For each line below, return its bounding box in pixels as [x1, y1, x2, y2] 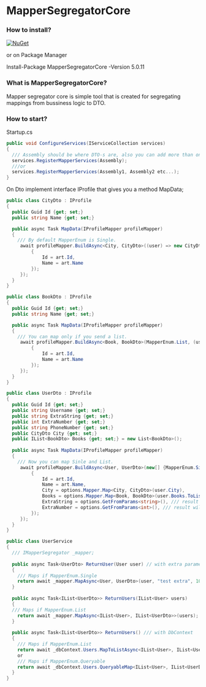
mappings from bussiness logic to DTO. [6, 99, 106, 106]
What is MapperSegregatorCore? [6, 79, 107, 87]
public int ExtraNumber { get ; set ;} [12, 419, 105, 425]
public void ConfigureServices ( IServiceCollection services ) [6, 141, 166, 147]
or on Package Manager [6, 52, 67, 59]
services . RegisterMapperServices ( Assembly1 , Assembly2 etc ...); [12, 169, 180, 175]
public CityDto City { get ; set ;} [12, 430, 97, 437]
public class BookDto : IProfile [6, 294, 92, 300]
